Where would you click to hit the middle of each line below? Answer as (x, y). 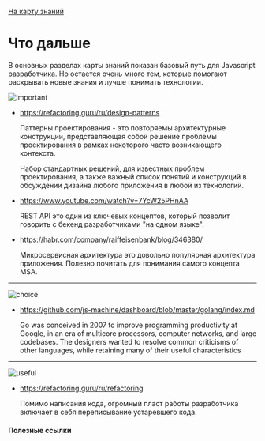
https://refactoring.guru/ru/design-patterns (90, 112)
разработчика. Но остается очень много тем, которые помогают (118, 73)
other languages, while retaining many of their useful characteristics (131, 350)
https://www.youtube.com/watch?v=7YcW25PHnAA (104, 200)
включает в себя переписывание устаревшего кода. (108, 412)
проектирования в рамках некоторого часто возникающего (121, 145)
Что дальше (49, 43)
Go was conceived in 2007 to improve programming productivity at (129, 325)
